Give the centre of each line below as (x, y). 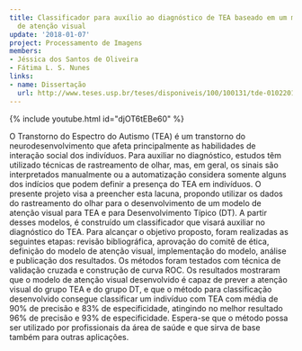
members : (26, 51)
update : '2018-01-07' (50, 34)
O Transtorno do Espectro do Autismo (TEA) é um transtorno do (127, 136)
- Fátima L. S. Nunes (50, 68)
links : (22, 76)
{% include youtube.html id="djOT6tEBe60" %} (97, 119)
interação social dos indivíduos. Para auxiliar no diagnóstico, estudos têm (145, 155)
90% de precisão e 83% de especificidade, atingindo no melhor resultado (146, 308)
